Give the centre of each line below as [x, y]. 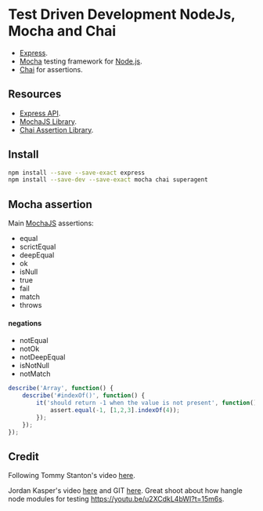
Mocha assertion [50, 204]
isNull [29, 272]
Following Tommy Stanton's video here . [72, 476]
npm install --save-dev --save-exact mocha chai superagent [108, 180]
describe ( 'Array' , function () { [61, 389]
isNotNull [34, 366]
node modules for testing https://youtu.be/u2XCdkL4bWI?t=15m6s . [116, 499]
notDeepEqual [42, 357]
